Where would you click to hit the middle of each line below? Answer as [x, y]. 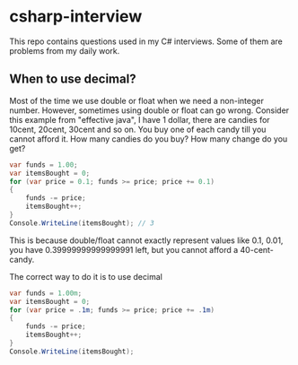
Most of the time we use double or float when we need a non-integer [137, 100]
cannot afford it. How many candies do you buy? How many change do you [149, 139]
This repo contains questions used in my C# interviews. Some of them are [146, 41]
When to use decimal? [73, 79]
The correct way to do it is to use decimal [86, 276]
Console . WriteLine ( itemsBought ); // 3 [82, 223]
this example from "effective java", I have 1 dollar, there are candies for [140, 119]
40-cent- [257, 249]
